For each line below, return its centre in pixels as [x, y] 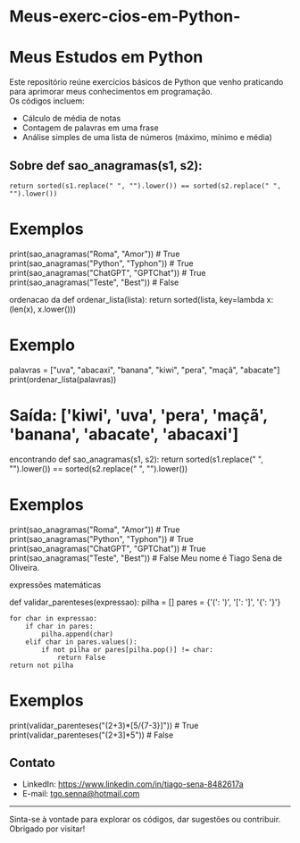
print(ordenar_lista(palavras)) [63, 379]
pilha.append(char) [78, 634]
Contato [32, 763]
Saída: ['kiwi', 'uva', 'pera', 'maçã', [138, 415]
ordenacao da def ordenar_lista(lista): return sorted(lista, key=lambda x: [142, 299]
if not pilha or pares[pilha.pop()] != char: [128, 649]
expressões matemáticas [55, 584]
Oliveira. [25, 567]
